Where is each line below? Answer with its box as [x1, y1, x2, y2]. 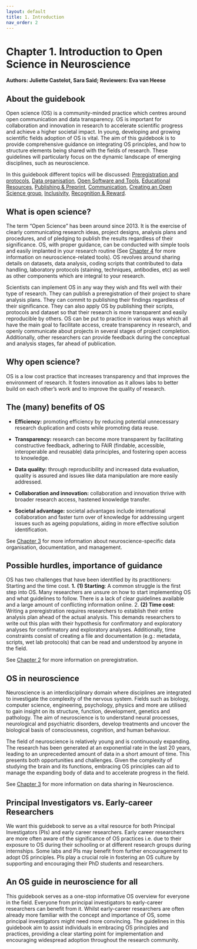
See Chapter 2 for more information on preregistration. [6, 657, 138, 664]
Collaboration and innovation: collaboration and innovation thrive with [14, 490, 186, 497]
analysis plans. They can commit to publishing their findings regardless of [6, 296, 185, 303]
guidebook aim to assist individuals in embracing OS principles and [6, 924, 169, 931]
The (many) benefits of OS [6, 402, 105, 412]
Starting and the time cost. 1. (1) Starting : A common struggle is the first [6, 582, 181, 590]
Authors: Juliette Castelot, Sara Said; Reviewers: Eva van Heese [6, 77, 166, 84]
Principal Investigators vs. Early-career [6, 798, 153, 808]
